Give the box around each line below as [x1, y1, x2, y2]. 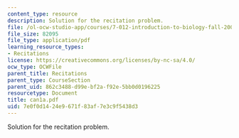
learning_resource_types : [7, 43, 84, 51]
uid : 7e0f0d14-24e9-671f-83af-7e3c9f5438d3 [7, 103, 139, 110]
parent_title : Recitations [7, 70, 87, 77]
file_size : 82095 [7, 30, 59, 38]
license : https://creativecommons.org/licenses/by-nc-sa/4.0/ [7, 57, 196, 64]
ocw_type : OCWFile [7, 63, 62, 70]
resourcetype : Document [7, 90, 78, 97]
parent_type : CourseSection [7, 76, 91, 84]
